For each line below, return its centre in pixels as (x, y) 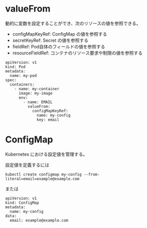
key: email (48, 120)
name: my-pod (23, 75)
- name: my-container (37, 89)
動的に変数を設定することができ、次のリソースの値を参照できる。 (73, 23)
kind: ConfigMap (22, 203)
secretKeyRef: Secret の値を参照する (50, 40)
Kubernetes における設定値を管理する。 (46, 154)
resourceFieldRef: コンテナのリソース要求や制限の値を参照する (78, 53)
